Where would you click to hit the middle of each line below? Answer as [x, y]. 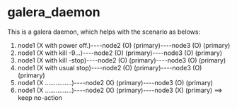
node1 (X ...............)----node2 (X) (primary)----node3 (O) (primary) [115, 82]
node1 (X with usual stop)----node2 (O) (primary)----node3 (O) [110, 68]
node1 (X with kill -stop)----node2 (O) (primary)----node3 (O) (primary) [122, 60]
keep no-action [40, 97]
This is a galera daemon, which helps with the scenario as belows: [104, 32]
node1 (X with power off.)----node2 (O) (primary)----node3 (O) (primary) [124, 45]
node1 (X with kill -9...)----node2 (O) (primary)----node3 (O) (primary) [120, 53]
